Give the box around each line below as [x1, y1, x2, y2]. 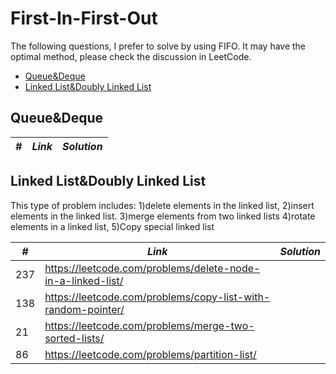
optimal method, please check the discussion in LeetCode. [10, 50, 252, 62]
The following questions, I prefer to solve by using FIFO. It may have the [10, 40, 307, 52]
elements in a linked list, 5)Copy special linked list [10, 220, 215, 232]
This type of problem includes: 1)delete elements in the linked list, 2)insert [10, 199, 315, 211]
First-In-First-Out [10, 7, 158, 30]
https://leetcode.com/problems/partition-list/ [44, 347, 257, 361]
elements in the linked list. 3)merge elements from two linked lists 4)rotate [10, 210, 316, 222]
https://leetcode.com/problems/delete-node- [44, 261, 261, 275]
